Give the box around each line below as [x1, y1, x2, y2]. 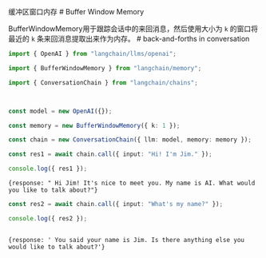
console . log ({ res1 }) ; [8, 165, 88, 173]
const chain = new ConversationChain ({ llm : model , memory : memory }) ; [8, 136, 252, 144]
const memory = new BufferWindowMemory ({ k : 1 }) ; [8, 121, 181, 129]
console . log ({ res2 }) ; [8, 214, 88, 222]
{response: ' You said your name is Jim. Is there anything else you [8, 236, 245, 244]
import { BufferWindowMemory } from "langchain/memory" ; [8, 64, 202, 72]
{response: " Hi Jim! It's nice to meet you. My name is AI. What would [8, 179, 256, 187]
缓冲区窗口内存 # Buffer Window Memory [8, 7, 145, 16]
